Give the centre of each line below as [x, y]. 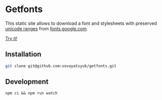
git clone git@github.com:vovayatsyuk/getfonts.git [61, 66]
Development [27, 82]
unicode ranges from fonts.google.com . [47, 28]
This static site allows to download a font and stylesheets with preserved [81, 23]
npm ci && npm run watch [31, 93]
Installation [23, 54]
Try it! [11, 38]
